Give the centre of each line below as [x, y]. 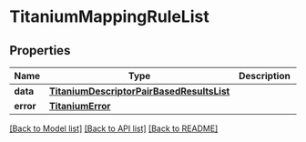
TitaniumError [80, 106]
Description [265, 76]
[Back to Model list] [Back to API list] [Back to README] [114, 128]
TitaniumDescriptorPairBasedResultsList [139, 91]
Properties [40, 51]
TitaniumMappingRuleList [109, 17]
